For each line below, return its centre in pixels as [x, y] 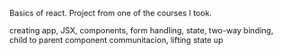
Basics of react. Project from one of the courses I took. [111, 13]
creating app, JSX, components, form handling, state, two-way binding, [141, 30]
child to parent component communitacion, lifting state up [116, 40]
